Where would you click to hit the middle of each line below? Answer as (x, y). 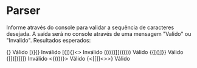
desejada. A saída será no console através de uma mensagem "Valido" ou (99, 33)
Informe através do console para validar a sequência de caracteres (90, 27)
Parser (23, 11)
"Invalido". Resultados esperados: (49, 40)
